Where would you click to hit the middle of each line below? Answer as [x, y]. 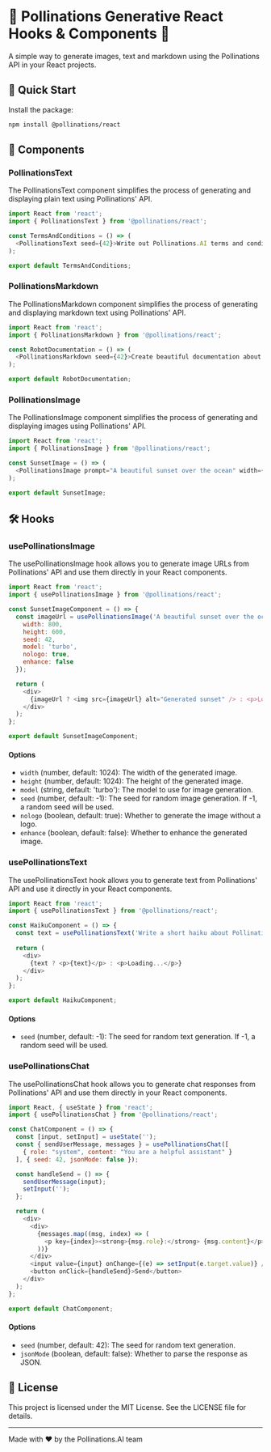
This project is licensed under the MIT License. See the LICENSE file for [127, 1407]
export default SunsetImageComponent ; [73, 737]
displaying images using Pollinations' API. [77, 426]
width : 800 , [43, 624]
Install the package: [41, 109]
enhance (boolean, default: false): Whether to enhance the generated [133, 833]
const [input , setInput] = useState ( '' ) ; [86, 1137]
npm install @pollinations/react [65, 125]
